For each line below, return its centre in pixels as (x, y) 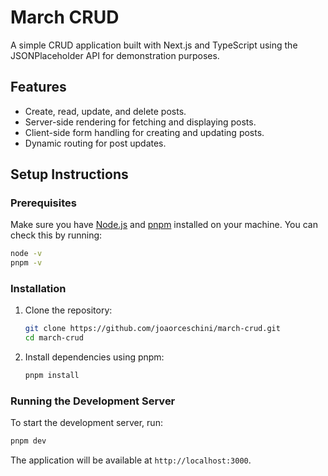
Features (38, 87)
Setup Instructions (69, 174)
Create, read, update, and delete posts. (105, 111)
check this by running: (56, 235)
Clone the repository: (68, 310)
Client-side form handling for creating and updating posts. (144, 132)
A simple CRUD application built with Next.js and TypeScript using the (154, 45)
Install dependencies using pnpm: (94, 357)
